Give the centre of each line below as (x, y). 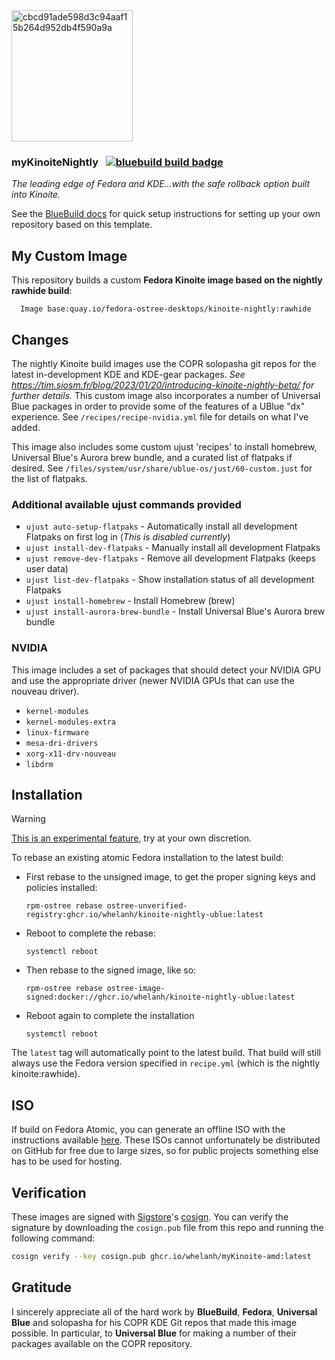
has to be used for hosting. (67, 1161)
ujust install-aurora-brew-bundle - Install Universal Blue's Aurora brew (175, 611)
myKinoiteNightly (55, 162)
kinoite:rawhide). (46, 1074)
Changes (40, 339)
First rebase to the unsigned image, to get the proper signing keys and (170, 877)
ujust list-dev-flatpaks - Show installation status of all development (170, 580)
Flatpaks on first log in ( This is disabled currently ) (128, 537)
